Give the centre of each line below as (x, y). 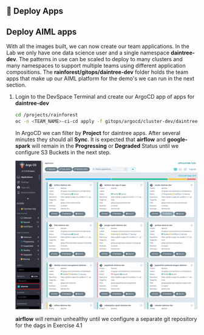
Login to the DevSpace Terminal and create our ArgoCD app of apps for (105, 97)
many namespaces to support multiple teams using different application (96, 66)
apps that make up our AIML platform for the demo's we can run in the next (100, 79)
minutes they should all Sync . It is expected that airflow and (90, 139)
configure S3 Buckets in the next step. (63, 152)
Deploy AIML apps (42, 32)
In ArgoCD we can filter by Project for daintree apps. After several (98, 133)
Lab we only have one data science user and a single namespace (88, 53)
